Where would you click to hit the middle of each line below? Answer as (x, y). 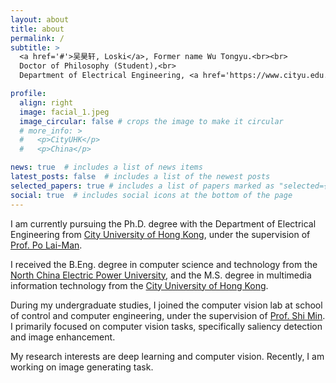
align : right (46, 102)
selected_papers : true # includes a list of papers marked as (142, 186)
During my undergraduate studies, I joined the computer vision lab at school (166, 305)
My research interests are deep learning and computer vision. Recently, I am (167, 356)
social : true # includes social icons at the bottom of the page (151, 195)
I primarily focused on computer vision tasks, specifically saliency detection (166, 326)
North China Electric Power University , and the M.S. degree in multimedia (161, 275)
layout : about (40, 19)
